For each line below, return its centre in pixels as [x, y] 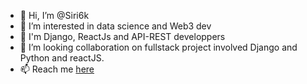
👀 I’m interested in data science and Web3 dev [115, 26]
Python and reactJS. [62, 58]
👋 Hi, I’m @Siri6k [54, 15]
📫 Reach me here [57, 69]
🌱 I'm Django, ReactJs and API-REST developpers [122, 36]
